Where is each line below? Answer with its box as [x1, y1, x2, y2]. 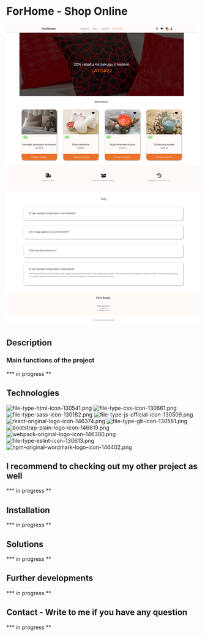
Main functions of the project [6, 356, 95, 365]
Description [6, 338, 52, 348]
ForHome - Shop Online [6, 4, 128, 18]
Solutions [6, 539, 44, 549]
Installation [6, 505, 50, 515]
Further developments [6, 573, 94, 584]
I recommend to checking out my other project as [6, 461, 198, 471]
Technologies [6, 388, 60, 399]
